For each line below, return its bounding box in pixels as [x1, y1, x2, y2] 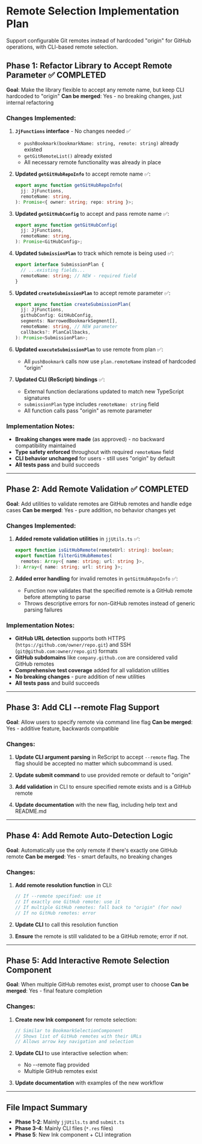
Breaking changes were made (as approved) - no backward [14, 435, 165, 442]
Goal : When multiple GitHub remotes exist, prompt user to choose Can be [6, 981, 189, 988]
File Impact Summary [6, 1102, 88, 1113]
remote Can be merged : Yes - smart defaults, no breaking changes [6, 852, 173, 860]
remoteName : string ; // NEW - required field [20, 272, 136, 279]
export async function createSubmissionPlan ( [14, 301, 131, 307]
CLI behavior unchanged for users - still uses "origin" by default [14, 454, 176, 462]
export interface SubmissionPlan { [14, 262, 105, 268]
